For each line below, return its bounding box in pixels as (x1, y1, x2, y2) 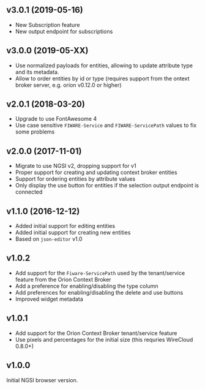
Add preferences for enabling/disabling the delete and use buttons (15, 289, 184, 296)
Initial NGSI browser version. (6, 376, 78, 383)
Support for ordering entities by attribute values (15, 175, 136, 183)
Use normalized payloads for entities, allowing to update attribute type (15, 61, 193, 69)
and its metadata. (15, 68, 59, 75)
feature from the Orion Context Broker (15, 276, 111, 283)
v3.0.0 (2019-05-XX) (6, 45, 89, 56)
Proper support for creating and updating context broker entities (15, 168, 177, 176)
